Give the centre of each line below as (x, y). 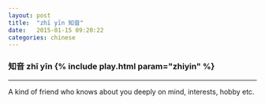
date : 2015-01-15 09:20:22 (56, 30)
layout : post (30, 15)
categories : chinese (42, 37)
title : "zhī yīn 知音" (46, 23)
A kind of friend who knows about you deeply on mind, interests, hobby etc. (131, 91)
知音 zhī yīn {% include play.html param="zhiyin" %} (112, 66)
